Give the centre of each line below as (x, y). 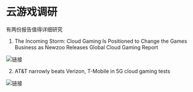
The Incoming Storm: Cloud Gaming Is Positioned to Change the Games (101, 41)
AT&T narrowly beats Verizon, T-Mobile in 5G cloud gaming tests (92, 71)
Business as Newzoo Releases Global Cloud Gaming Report (86, 47)
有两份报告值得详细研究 (34, 29)
